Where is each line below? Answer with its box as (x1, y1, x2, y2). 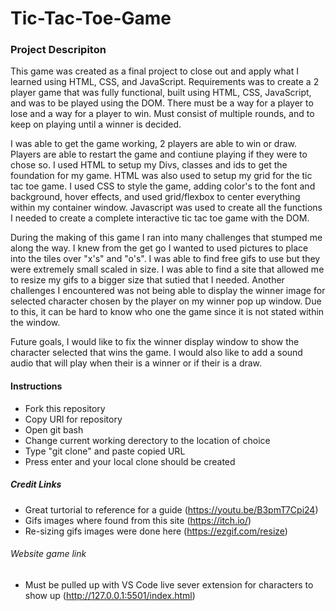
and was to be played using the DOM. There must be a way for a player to (10, 97, 314, 109)
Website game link (10, 548, 87, 560)
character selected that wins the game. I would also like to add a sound (10, 347, 303, 359)
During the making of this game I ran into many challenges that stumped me (10, 232, 323, 244)
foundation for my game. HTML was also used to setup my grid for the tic (10, 170, 313, 182)
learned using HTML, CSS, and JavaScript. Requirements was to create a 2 (10, 76, 320, 88)
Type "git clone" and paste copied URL (24, 445, 186, 457)
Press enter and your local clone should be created (24, 455, 236, 467)
